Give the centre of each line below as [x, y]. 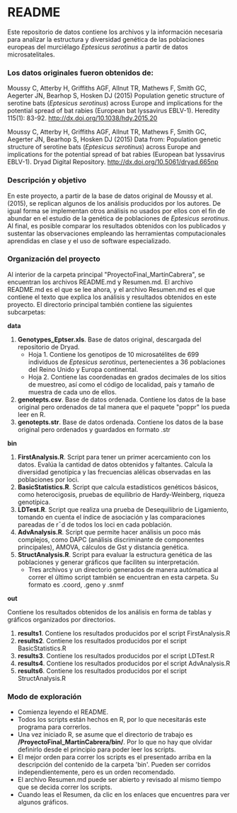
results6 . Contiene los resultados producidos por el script [102, 671]
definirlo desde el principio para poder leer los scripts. [97, 749]
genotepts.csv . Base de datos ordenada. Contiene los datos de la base [122, 399]
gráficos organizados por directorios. [62, 619]
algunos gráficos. [43, 802]
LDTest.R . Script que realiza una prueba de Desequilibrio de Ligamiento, [123, 509]
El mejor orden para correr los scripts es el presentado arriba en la [115, 757]
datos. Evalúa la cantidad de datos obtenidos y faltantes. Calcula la [115, 464]
